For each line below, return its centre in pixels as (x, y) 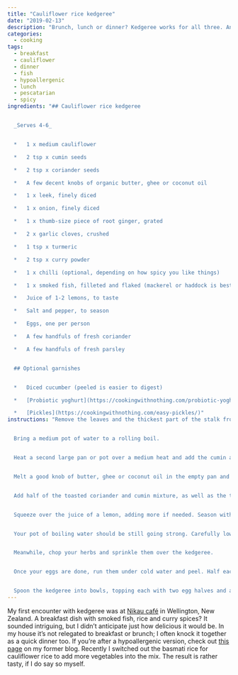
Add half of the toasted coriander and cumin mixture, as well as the (120, 495)
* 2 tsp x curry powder (52, 260)
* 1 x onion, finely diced (57, 209)
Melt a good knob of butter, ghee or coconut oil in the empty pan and (122, 476)
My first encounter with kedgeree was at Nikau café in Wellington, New (111, 610)
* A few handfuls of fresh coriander (73, 336)
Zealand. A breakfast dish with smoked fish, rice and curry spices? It (107, 618)
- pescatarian (34, 93)
